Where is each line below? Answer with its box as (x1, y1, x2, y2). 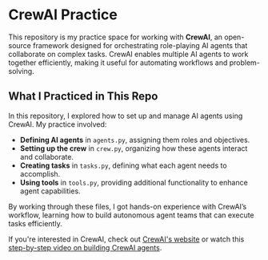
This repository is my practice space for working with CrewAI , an (8, 32, 222, 42)
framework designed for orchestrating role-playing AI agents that (33, 40, 248, 50)
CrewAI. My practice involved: (8, 119, 107, 129)
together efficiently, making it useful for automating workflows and (8, 58, 228, 67)
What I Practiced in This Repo (8, 90, 158, 104)
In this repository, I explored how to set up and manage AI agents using (8, 111, 243, 120)
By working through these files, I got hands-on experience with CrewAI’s (8, 201, 247, 211)
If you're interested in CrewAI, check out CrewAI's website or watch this (8, 234, 245, 244)
